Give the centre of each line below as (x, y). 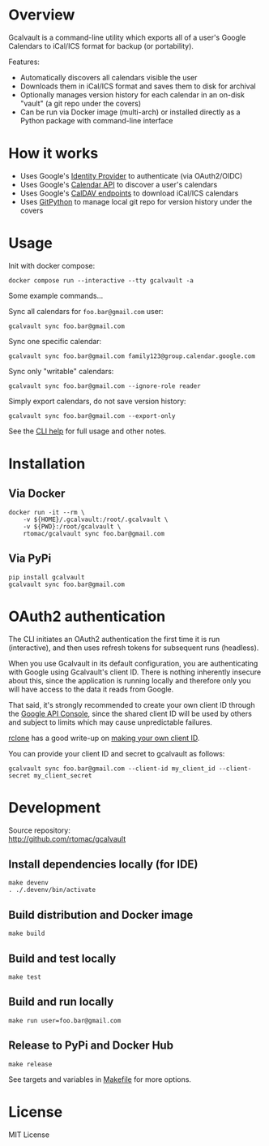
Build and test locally (62, 958)
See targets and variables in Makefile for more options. (100, 1079)
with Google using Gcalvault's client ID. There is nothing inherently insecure (135, 672)
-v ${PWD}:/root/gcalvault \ (72, 526)
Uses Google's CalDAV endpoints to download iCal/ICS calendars (129, 193)
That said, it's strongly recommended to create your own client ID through (132, 704)
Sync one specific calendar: (55, 341)
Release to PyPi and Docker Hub (91, 1046)
